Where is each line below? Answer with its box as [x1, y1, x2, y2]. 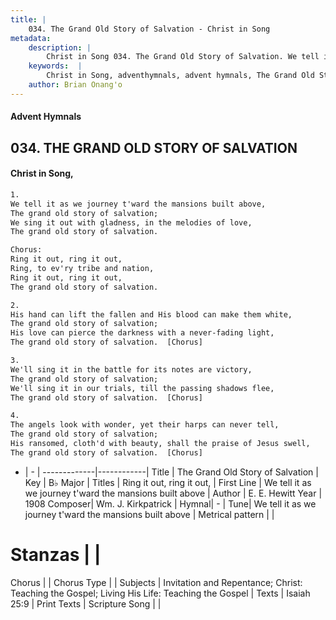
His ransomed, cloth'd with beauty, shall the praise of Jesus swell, [10, 439, 311, 449]
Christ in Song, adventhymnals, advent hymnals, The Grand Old [46, 71, 315, 81]
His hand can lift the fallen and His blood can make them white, [10, 309, 293, 320]
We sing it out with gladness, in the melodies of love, [10, 217, 253, 228]
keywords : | [28, 61, 83, 71]
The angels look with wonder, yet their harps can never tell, [10, 420, 280, 430]
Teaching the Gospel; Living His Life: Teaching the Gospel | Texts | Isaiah [10, 587, 311, 599]
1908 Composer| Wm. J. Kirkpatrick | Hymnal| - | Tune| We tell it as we [24, 497, 317, 510]
